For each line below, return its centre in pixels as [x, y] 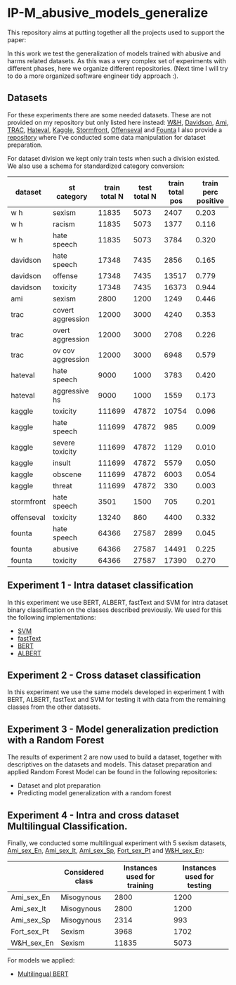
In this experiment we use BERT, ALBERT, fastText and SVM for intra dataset [118, 602]
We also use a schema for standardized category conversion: [96, 166]
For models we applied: [41, 960]
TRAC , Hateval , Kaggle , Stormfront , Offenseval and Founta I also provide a [115, 130]
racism [64, 224]
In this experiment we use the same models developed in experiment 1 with [116, 692]
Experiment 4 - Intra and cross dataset [93, 815]
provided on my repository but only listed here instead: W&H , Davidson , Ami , [118, 122]
